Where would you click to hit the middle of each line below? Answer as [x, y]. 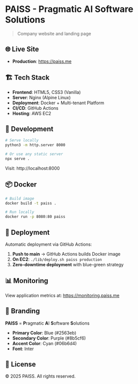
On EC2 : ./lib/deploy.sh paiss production [57, 259]
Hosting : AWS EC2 [32, 113]
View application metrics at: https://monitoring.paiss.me [62, 295]
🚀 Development [29, 129]
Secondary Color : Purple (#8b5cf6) [49, 338]
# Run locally [20, 212]
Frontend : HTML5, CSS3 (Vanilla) [46, 92]
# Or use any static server [34, 154]
